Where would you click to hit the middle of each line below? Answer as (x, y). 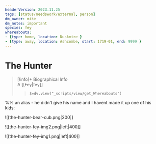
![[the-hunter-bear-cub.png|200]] (39, 117)
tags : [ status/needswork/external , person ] (50, 14)
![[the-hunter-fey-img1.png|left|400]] (42, 136)
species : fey (18, 28)
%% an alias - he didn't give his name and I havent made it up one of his (78, 102)
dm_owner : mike (21, 19)
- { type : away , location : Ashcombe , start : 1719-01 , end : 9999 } (73, 42)
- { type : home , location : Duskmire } (44, 37)
